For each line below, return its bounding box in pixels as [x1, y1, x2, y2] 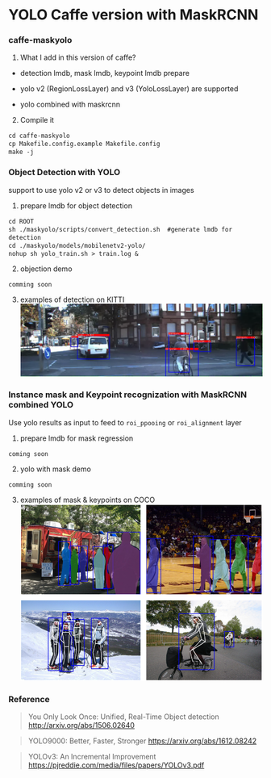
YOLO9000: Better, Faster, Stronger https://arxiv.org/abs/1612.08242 [27, 736, 256, 746]
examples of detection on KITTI [19, 295, 125, 304]
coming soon [8, 450, 48, 458]
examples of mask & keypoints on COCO [19, 495, 156, 504]
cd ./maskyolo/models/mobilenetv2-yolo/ [8, 241, 147, 249]
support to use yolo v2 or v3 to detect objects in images [8, 185, 195, 194]
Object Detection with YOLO [8, 167, 121, 178]
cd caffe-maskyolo [8, 132, 70, 140]
